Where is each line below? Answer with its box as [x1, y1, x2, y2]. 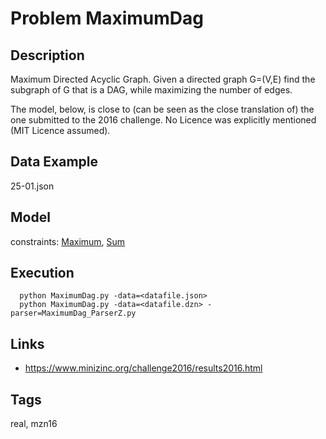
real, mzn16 [10, 418, 58, 430]
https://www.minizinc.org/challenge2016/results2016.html [24, 362, 263, 374]
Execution [10, 265, 75, 282]
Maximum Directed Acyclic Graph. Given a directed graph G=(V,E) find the [10, 73, 316, 85]
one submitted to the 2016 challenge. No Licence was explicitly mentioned [10, 114, 317, 126]
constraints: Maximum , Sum [10, 235, 126, 247]
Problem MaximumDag [10, 7, 205, 30]
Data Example [10, 153, 99, 171]
